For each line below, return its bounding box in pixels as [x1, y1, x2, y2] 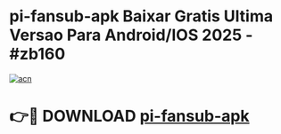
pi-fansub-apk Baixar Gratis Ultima [9, 6, 274, 27]
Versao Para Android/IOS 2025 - [9, 25, 253, 45]
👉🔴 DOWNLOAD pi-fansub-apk [9, 106, 250, 126]
